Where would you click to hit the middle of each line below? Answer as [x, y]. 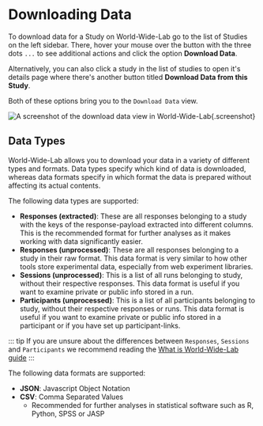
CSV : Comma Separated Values [71, 397]
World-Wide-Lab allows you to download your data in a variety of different [129, 160]
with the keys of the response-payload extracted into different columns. [137, 224]
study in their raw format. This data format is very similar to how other [133, 258]
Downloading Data [70, 15]
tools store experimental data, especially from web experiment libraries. [136, 266]
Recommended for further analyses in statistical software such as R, [143, 405]
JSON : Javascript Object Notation [75, 388]
